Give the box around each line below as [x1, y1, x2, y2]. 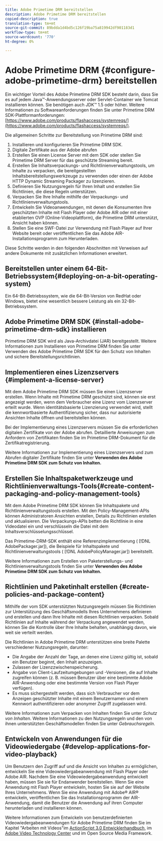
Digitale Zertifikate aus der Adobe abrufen [12, 147, 97, 153]
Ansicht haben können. [12, 219, 59, 226]
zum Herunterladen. [58, 235, 99, 241]
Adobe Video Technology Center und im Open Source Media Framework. [5, 830, 153, 836]
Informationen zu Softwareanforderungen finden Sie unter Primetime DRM [5, 107, 155, 113]
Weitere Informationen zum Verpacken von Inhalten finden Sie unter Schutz [5, 710, 158, 716]
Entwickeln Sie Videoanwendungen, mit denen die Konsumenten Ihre [12, 204, 152, 210]
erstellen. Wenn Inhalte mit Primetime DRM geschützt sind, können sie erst [5, 394, 156, 400]
